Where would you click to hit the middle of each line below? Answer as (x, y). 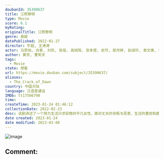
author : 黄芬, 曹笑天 (25, 55)
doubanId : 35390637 (25, 9)
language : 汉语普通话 (25, 91)
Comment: (21, 151)
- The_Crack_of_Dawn (30, 82)
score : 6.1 (16, 23)
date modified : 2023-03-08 (32, 123)
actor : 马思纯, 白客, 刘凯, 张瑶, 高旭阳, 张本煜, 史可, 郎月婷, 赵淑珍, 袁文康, (81, 50)
